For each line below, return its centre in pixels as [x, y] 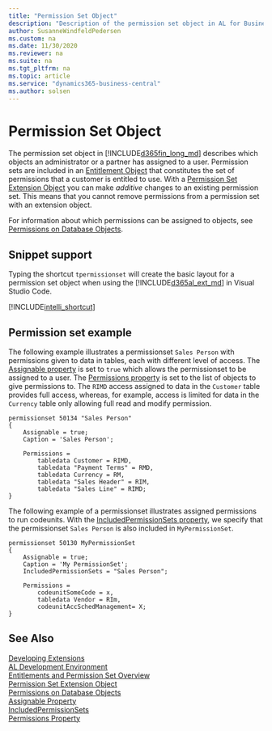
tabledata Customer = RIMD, [85, 461]
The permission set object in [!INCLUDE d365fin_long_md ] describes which [133, 154]
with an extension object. [50, 205]
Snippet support [51, 254]
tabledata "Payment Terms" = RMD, [96, 467]
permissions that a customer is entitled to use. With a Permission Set [123, 180]
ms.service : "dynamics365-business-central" [85, 83]
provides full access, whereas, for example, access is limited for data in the [134, 395]
